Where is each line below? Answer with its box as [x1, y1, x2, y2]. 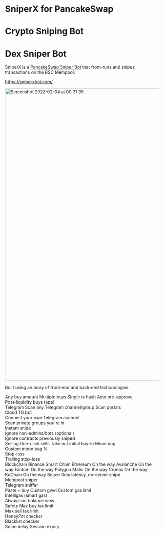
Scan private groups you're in [5, 420, 65, 426]
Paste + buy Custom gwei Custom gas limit [5, 487, 92, 493]
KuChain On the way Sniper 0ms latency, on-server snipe [5, 472, 121, 478]
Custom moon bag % [5, 446, 48, 452]
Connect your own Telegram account [5, 415, 80, 421]
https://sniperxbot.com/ [5, 79, 53, 85]
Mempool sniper [5, 477, 38, 483]
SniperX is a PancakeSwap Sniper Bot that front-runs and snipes [5, 64, 135, 70]
